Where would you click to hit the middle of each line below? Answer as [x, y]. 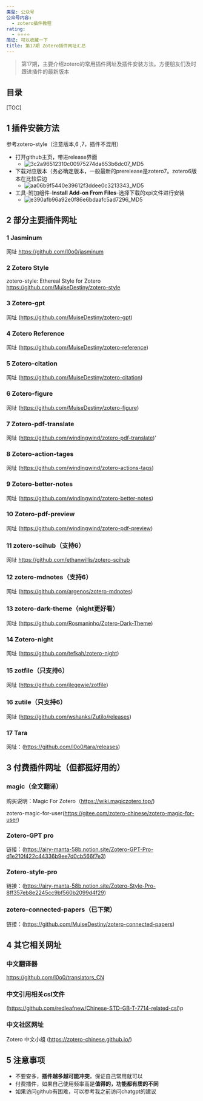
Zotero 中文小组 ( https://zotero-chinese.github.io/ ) [69, 1039]
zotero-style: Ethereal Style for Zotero [54, 281]
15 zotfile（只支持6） [37, 671]
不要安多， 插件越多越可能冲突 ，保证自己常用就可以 [79, 1076]
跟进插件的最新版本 [45, 71]
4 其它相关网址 [34, 945]
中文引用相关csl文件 [36, 995]
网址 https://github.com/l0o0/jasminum [55, 252]
